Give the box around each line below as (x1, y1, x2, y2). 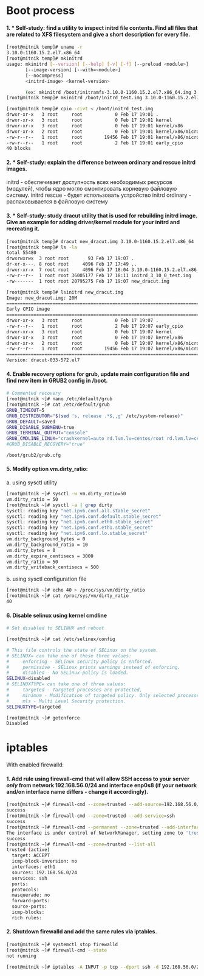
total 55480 (6, 250, 36, 256)
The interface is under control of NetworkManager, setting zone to (6, 830, 183, 836)
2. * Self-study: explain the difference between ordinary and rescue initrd (6, 158, 196, 166)
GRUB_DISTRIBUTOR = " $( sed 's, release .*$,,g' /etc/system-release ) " (6, 412, 183, 419)
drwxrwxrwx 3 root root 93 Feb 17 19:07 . (6, 255, 135, 262)
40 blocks (6, 146, 32, 152)
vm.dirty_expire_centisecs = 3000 (6, 553, 94, 559)
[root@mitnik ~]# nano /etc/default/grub (6, 396, 113, 402)
